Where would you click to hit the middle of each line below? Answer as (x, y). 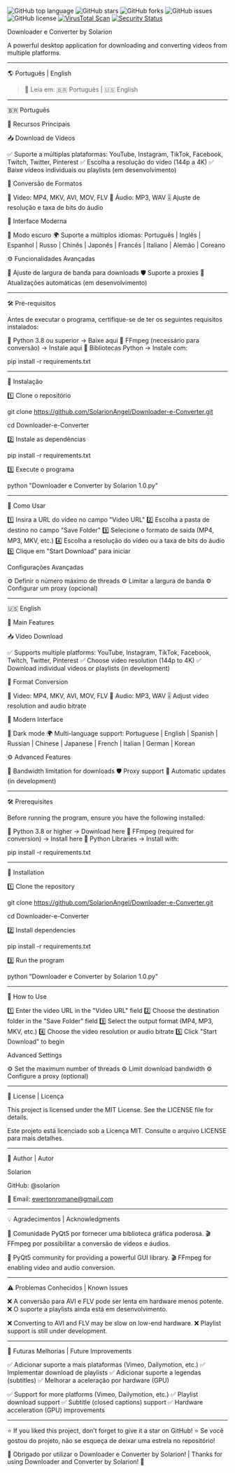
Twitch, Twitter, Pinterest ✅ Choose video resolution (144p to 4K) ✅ (105, 660)
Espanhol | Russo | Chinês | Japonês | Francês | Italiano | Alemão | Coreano (116, 245)
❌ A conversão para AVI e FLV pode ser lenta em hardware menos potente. (115, 1301)
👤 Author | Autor (31, 1158)
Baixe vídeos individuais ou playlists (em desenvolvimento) (92, 170)
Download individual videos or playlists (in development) (88, 668)
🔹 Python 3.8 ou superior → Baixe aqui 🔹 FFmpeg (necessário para (103, 340)
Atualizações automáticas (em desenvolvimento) (77, 283)
